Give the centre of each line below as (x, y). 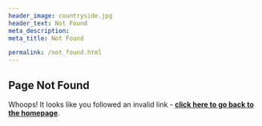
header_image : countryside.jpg (60, 16)
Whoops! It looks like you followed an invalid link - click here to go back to (131, 104)
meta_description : (39, 30)
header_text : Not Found (48, 23)
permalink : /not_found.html (55, 53)
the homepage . (34, 112)
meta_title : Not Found (46, 38)
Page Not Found (49, 85)
